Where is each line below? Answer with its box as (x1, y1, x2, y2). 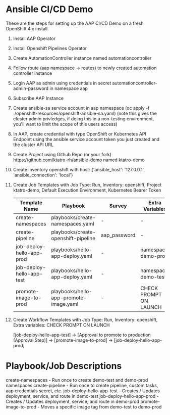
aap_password (100, 232, 136, 239)
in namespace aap (49, 85, 88, 91)
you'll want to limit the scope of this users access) (13, 121, 118, 127)
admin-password (13, 85, 49, 91)
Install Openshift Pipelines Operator (13, 45, 87, 51)
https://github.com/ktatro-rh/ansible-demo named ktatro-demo (13, 157, 145, 163)
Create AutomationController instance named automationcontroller (13, 55, 152, 61)
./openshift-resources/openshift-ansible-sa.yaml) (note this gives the (13, 110, 157, 116)
